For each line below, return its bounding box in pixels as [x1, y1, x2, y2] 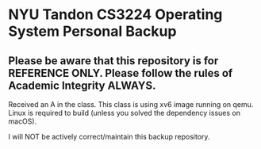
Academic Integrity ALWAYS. [8, 78, 156, 92]
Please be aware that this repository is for [8, 54, 219, 67]
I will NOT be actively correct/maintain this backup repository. [8, 132, 210, 141]
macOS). [8, 117, 37, 126]
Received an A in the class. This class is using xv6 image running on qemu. [8, 100, 254, 109]
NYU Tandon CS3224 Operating [8, 6, 223, 24]
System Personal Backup [8, 22, 177, 40]
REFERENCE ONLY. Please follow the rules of [8, 66, 233, 80]
